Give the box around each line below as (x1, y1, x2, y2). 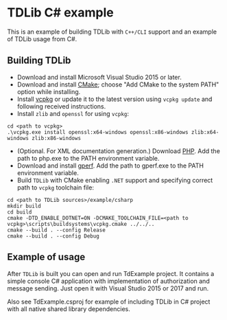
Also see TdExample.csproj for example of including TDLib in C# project (7, 297, 211, 306)
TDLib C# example (7, 5, 115, 21)
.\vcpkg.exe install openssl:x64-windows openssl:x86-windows (7, 128, 189, 135)
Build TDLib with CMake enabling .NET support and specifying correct (16, 176, 213, 184)
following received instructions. (16, 102, 106, 111)
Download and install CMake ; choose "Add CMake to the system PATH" (16, 80, 219, 89)
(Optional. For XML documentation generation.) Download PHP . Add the (16, 146, 221, 155)
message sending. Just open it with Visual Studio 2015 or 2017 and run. (7, 284, 209, 293)
